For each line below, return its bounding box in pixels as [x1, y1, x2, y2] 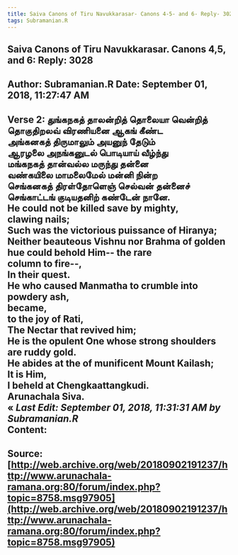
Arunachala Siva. [7, 391, 85, 403]
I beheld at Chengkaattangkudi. [7, 379, 149, 391]
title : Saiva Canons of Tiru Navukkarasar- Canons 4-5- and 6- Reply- [7, 10, 220, 18]
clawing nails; [7, 213, 70, 225]
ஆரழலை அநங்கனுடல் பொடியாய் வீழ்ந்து [7, 147, 169, 159]
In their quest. [7, 269, 71, 281]
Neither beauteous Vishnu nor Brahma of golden [7, 235, 226, 247]
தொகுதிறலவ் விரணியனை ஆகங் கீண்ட [7, 125, 163, 137]
